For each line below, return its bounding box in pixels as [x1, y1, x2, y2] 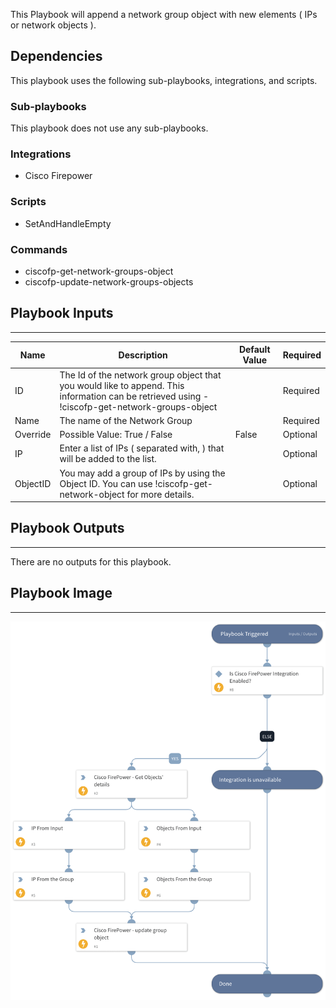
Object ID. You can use [59, 477, 153, 489]
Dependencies [10, 48, 103, 65]
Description [118, 349, 168, 361]
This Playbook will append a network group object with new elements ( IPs [10, 9, 318, 20]
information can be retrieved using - [59, 390, 210, 402]
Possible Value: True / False [59, 429, 173, 441]
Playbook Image [10, 585, 113, 602]
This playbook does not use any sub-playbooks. [10, 122, 209, 134]
